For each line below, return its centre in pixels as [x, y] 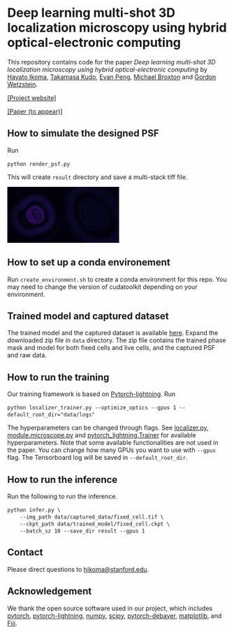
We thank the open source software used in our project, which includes [110, 608]
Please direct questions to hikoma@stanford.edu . [78, 569]
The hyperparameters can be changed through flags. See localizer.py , [108, 428]
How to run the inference [63, 480]
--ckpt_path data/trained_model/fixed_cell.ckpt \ [95, 524]
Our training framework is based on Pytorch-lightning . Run [92, 394]
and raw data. [27, 355]
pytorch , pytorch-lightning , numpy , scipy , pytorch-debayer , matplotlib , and [115, 615]
